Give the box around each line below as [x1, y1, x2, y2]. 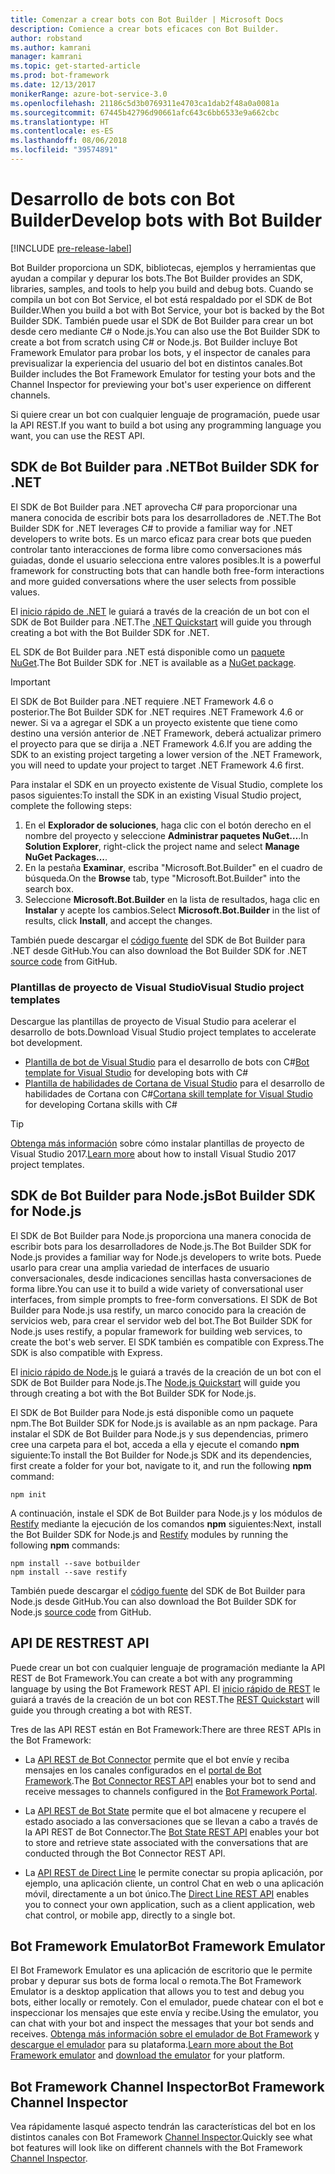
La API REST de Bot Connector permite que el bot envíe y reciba [24, 1753, 290, 1765]
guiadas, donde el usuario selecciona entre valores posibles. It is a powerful [10, 554, 322, 566]
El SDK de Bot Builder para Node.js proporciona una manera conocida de [10, 1229, 312, 1241]
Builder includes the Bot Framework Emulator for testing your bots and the [10, 367, 316, 380]
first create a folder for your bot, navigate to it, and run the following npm [10, 1459, 312, 1471]
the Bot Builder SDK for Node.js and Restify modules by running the [10, 1528, 289, 1540]
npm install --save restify [10, 1567, 128, 1577]
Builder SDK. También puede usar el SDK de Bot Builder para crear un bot [10, 314, 314, 326]
